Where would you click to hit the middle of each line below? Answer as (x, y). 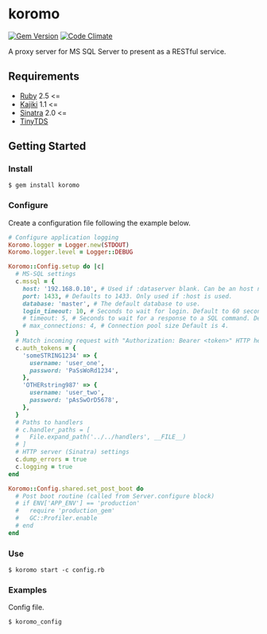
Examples (28, 590)
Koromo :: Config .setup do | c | (56, 267)
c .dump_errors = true (51, 459)
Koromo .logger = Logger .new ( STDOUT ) (69, 245)
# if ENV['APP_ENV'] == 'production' (78, 503)
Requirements (44, 77)
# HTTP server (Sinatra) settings (72, 452)
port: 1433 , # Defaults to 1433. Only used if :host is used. (128, 296)
